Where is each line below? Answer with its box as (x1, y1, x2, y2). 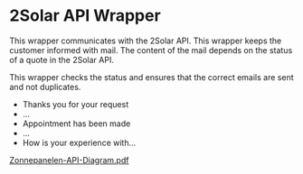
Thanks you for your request (22, 98, 129, 109)
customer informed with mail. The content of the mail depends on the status (9, 44, 293, 55)
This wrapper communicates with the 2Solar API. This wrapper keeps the (9, 35, 282, 46)
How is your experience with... (22, 137, 137, 148)
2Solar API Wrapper (9, 5, 161, 26)
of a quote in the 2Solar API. (9, 54, 115, 65)
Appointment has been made (22, 118, 131, 129)
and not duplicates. (9, 81, 81, 92)
